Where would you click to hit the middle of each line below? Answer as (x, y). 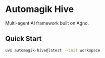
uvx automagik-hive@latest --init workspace (53, 50)
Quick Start (23, 39)
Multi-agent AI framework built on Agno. (47, 23)
